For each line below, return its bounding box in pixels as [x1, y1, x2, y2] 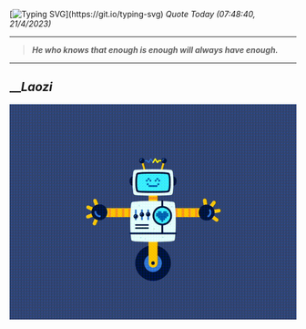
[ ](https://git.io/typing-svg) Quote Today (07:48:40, [9, 9, 256, 19]
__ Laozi [9, 79, 53, 95]
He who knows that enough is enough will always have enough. [31, 45, 279, 55]
